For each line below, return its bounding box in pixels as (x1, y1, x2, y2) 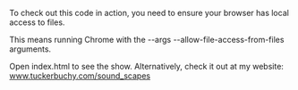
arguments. (9, 44, 52, 54)
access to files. (9, 17, 65, 28)
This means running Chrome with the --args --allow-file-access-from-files (9, 35, 285, 45)
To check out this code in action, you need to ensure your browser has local (9, 8, 289, 18)
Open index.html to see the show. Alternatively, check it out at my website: (9, 61, 285, 71)
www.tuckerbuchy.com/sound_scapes (9, 70, 150, 81)
